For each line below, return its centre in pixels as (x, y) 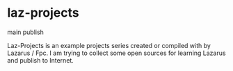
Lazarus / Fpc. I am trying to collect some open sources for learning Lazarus (116, 53)
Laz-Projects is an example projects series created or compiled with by (109, 45)
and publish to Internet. (41, 60)
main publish (25, 32)
